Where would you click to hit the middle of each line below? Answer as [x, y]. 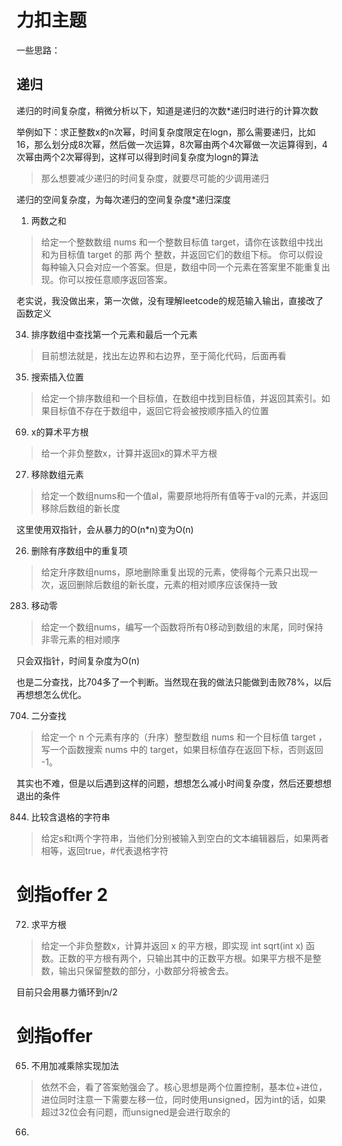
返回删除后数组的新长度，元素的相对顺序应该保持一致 [168, 584]
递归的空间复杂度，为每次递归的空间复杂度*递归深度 [124, 199]
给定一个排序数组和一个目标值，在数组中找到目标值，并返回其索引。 [181, 398]
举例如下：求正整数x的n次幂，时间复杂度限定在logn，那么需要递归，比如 [166, 132]
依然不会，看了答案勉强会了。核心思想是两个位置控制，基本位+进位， [184, 1087]
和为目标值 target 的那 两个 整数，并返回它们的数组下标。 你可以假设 [182, 254]
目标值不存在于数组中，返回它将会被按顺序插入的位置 [159, 410]
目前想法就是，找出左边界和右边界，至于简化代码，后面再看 [163, 355]
